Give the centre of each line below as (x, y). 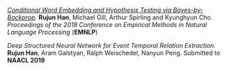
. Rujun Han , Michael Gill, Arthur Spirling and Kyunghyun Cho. (124, 17)
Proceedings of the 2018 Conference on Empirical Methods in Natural (107, 25)
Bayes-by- (188, 10)
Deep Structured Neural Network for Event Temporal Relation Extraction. (111, 45)
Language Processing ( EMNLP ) (53, 32)
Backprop (22, 17)
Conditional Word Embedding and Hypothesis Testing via (89, 10)
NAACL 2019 (26, 60)
